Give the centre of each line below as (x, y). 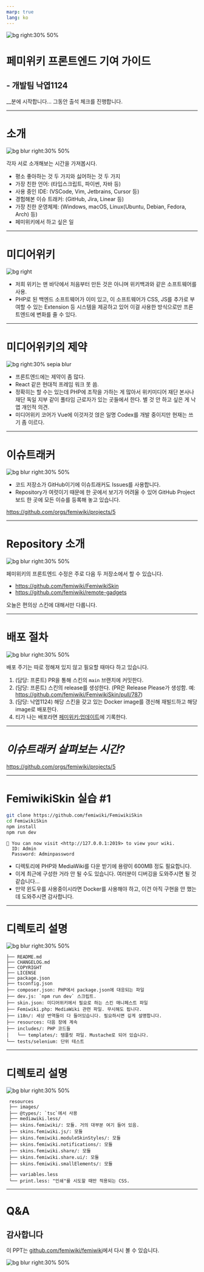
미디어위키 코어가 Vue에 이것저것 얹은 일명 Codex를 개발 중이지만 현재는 (101, 415)
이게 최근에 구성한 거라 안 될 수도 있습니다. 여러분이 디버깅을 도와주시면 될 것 (106, 874)
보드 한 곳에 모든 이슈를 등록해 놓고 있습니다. (68, 500)
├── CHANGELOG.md (28, 963)
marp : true (20, 12)
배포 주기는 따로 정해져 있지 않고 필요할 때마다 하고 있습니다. (77, 667)
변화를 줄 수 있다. (56, 315)
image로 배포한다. (37, 710)
